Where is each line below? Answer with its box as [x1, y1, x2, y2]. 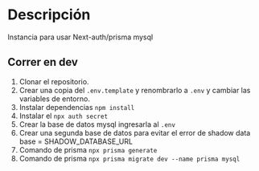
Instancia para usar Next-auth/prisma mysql [7, 32, 154, 42]
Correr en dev [7, 55, 78, 69]
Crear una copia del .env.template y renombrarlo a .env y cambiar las [18, 85, 251, 95]
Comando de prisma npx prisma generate [18, 145, 158, 154]
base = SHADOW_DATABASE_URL [18, 136, 134, 146]
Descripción [7, 6, 91, 24]
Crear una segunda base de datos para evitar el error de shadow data [18, 128, 251, 137]
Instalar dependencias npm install [18, 102, 135, 112]
